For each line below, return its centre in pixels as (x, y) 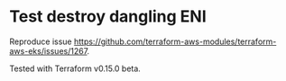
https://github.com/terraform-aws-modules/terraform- (175, 41)
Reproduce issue (41, 41)
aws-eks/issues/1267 (48, 50)
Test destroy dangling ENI (108, 17)
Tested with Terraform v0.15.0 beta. (75, 68)
